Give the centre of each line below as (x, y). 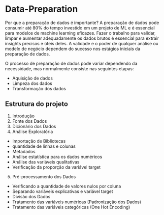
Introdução (23, 116)
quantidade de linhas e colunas (44, 146)
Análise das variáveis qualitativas (46, 162)
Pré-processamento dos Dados (44, 176)
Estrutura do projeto (36, 104)
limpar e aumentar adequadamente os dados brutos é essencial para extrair (82, 38)
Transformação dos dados (39, 88)
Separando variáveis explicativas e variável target (63, 191)
